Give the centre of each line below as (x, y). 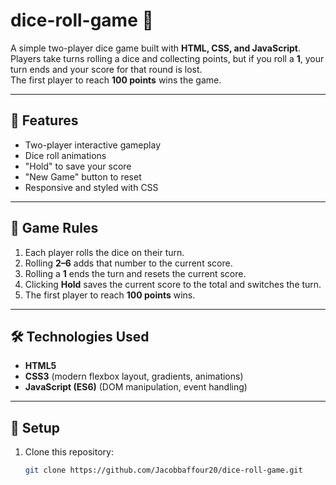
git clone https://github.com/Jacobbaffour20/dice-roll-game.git (163, 470)
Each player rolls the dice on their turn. (104, 252)
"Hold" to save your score (78, 166)
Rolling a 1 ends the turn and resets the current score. (135, 273)
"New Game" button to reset (83, 176)
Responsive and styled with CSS (91, 187)
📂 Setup (35, 427)
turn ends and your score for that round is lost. (106, 69)
